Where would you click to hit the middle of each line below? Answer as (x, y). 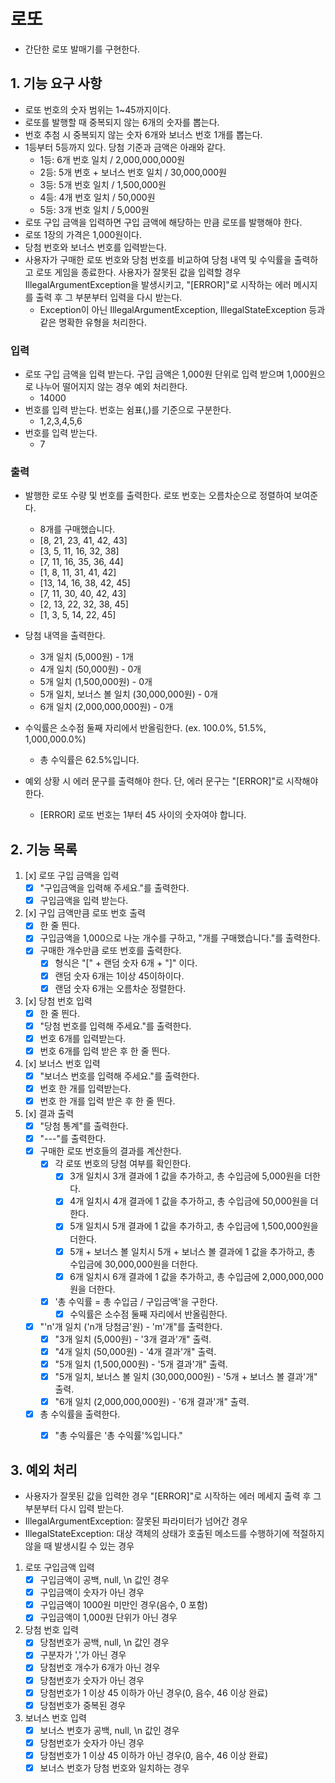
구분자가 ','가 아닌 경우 (83, 1655)
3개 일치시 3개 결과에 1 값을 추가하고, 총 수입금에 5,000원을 (186, 1176)
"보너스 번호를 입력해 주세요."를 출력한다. (119, 1076)
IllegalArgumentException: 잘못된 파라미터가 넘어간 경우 (136, 1521)
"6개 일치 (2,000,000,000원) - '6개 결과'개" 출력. (152, 1402)
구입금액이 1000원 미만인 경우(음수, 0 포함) (123, 1605)
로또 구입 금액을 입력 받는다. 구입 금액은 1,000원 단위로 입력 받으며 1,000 (167, 374)
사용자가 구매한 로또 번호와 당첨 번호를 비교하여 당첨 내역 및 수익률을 (158, 259)
